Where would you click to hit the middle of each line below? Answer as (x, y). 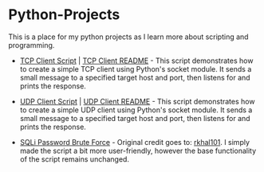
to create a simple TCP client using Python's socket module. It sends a (136, 68)
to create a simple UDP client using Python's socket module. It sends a (136, 110)
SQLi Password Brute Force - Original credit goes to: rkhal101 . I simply (134, 142)
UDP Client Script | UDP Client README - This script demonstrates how (137, 101)
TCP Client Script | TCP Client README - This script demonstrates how (136, 61)
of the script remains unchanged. (75, 159)
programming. (32, 45)
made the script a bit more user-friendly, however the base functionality (138, 150)
